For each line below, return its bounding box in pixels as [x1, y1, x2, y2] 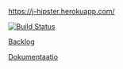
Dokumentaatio [8, 53, 58, 61]
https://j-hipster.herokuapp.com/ [8, 7, 115, 16]
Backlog [8, 37, 36, 46]
